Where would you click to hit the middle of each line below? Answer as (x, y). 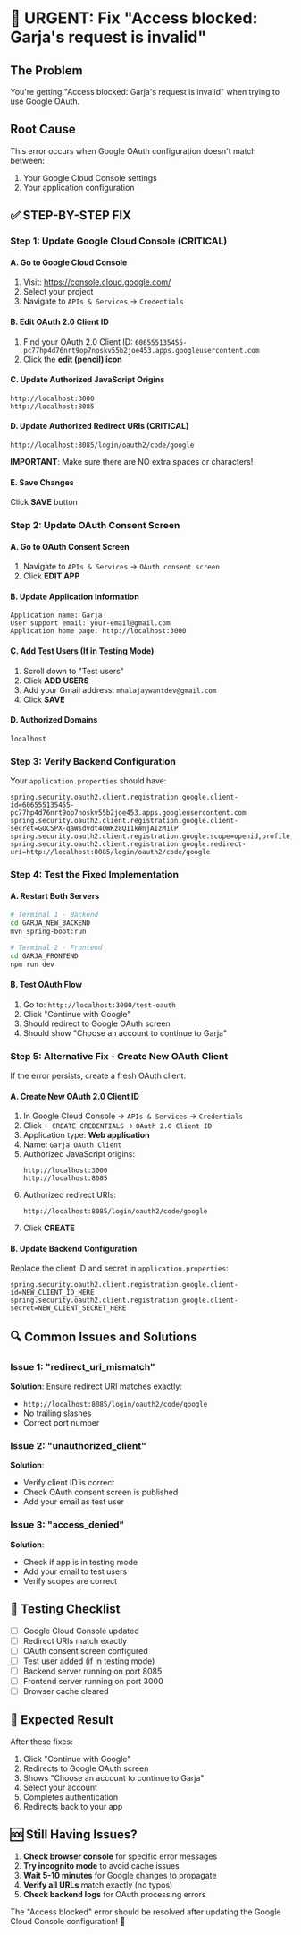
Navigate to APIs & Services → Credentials (103, 301)
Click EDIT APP (51, 576)
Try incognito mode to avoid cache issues (101, 1865)
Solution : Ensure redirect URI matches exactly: (96, 1386)
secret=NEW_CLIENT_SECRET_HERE (68, 1308)
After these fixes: (42, 1742)
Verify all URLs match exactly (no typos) (98, 1885)
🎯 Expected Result (62, 1720)
